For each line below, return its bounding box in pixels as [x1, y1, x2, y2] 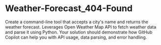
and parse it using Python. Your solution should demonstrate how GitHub [5, 29, 153, 35]
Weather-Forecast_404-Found [5, 3, 133, 14]
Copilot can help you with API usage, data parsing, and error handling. [5, 34, 147, 40]
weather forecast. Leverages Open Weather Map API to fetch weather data [5, 24, 157, 30]
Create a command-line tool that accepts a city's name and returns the [5, 19, 148, 25]
